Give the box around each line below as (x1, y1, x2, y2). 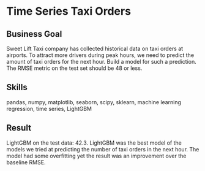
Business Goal (6, 29, 62, 39)
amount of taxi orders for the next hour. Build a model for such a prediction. (6, 58, 197, 65)
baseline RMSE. (6, 158, 46, 166)
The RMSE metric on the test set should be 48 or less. (6, 64, 143, 72)
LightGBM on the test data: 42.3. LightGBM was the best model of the (6, 139, 182, 146)
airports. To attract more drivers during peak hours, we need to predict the (6, 51, 195, 59)
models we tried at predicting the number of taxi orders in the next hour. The (6, 145, 199, 153)
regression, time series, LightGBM (6, 105, 92, 112)
